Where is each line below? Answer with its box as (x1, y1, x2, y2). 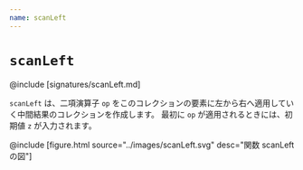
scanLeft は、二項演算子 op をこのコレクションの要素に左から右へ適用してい (9, 97, 295, 109)
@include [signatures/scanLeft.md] (9, 79, 141, 90)
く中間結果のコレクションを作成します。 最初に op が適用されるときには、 (9, 109, 285, 119)
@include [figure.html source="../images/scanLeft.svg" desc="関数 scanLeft (9, 139, 295, 150)
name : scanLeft (9, 13, 67, 23)
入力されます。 (42, 119, 97, 131)
